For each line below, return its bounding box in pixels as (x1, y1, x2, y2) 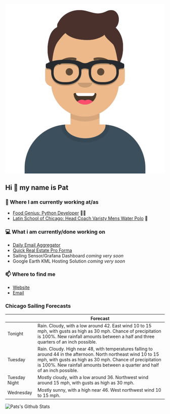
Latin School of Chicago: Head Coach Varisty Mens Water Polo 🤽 (12, 215, 148, 221)
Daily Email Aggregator (12, 242, 61, 248)
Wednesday (7, 390, 32, 396)
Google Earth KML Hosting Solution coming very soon (12, 258, 125, 264)
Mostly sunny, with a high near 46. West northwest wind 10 (37, 387, 161, 393)
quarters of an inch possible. (37, 338, 97, 345)
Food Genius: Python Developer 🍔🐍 (12, 210, 87, 216)
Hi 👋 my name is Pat (5, 183, 69, 192)
